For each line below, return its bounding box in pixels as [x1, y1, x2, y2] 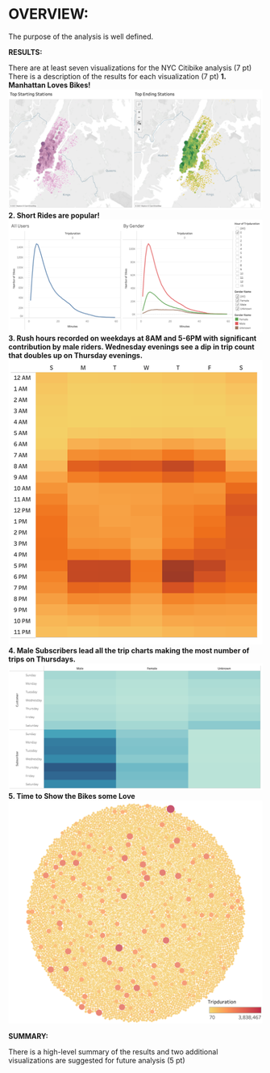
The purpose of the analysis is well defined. [8, 32, 154, 41]
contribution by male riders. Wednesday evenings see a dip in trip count [8, 342, 255, 352]
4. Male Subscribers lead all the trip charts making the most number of [8, 646, 250, 656]
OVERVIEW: [8, 5, 89, 23]
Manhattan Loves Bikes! [8, 80, 91, 90]
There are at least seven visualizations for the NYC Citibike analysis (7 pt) [8, 62, 252, 73]
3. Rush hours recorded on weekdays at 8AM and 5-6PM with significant [8, 333, 257, 344]
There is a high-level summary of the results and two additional [8, 1047, 218, 1057]
